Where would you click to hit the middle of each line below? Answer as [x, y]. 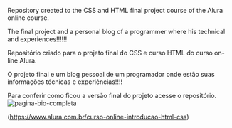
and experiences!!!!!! [37, 39]
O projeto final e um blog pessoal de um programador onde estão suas [111, 74]
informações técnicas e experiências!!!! [65, 82]
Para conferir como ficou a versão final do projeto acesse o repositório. [112, 96]
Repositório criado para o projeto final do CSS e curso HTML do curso [110, 53]
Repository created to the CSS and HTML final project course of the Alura [115, 10]
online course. [28, 18]
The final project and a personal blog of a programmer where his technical [116, 32]
